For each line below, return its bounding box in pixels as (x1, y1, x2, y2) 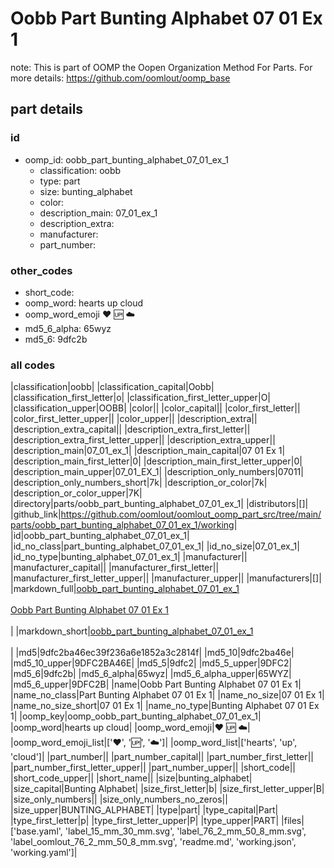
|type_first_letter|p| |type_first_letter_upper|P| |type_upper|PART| (10, 815, 280, 827)
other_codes (10, 263, 73, 277)
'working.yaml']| (10, 847, 78, 859)
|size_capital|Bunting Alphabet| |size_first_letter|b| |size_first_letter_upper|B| (10, 783, 325, 795)
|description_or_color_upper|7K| (10, 487, 143, 499)
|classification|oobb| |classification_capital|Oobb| (10, 381, 215, 393)
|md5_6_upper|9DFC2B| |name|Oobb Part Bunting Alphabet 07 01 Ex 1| (10, 678, 302, 691)
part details (10, 101, 84, 118)
